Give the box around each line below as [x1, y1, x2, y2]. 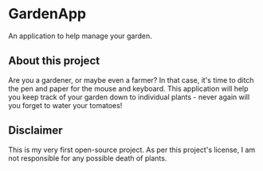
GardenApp [8, 5, 86, 23]
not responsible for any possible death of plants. [8, 153, 167, 163]
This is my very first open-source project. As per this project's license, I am [8, 145, 256, 154]
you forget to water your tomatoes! [8, 100, 123, 110]
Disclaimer [8, 124, 63, 138]
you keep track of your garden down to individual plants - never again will [8, 92, 250, 102]
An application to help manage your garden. [8, 31, 153, 41]
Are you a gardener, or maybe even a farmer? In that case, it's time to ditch [8, 75, 254, 84]
